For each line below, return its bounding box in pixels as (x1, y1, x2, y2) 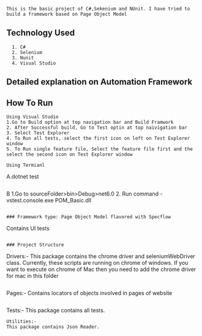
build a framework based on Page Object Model (6, 11, 127, 17)
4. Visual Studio (12, 60, 56, 66)
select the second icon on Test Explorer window (6, 151, 133, 158)
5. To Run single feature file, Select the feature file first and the (6, 146, 193, 153)
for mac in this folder (6, 272, 59, 280)
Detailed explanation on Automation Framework (6, 77, 193, 87)
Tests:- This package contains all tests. (6, 307, 105, 314)
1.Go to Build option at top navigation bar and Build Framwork (6, 120, 174, 126)
